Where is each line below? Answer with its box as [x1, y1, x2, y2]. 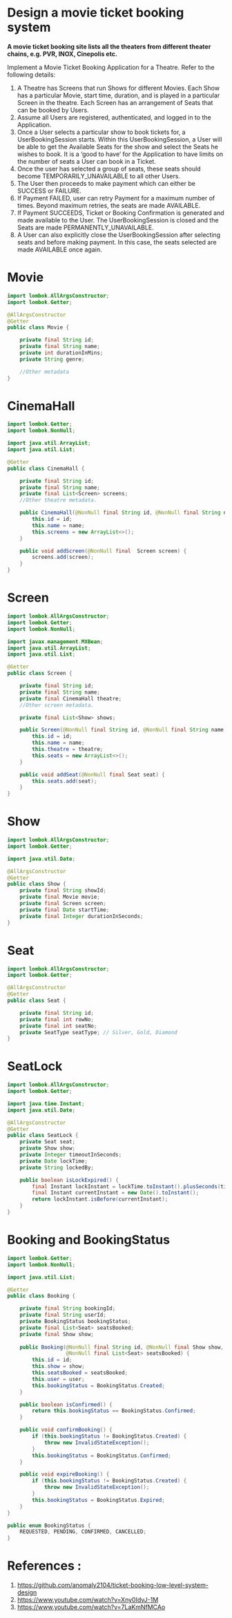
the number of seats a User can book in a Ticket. [17, 157, 157, 165]
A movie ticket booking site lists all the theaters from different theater [7, 42, 211, 50]
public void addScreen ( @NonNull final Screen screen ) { [19, 547, 187, 554]
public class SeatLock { [7, 1132, 79, 1139]
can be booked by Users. [17, 106, 89, 114]
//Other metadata [19, 368, 70, 375]
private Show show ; [19, 1145, 76, 1152]
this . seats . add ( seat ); [32, 777, 97, 785]
